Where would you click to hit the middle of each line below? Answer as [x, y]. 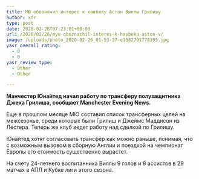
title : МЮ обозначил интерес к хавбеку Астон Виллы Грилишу [84, 12]
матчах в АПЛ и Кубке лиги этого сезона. [60, 170]
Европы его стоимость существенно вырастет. [67, 152]
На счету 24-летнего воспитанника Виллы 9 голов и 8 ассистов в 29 [95, 163]
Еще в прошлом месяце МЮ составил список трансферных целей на [96, 114]
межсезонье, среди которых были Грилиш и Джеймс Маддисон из [93, 121]
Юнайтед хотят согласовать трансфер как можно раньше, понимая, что [100, 139]
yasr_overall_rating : [34, 46]
